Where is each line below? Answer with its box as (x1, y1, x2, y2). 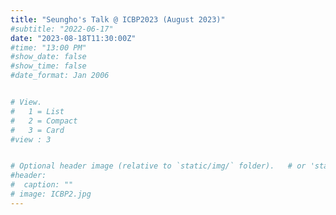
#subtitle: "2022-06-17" (10, 24, 114, 34)
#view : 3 (10, 134, 52, 145)
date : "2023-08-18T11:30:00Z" (10, 33, 137, 43)
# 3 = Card (10, 125, 65, 135)
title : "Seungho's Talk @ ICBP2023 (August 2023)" (10, 14, 226, 25)
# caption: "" (10, 180, 74, 190)
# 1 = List (10, 106, 65, 116)
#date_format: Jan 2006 (10, 71, 110, 81)
